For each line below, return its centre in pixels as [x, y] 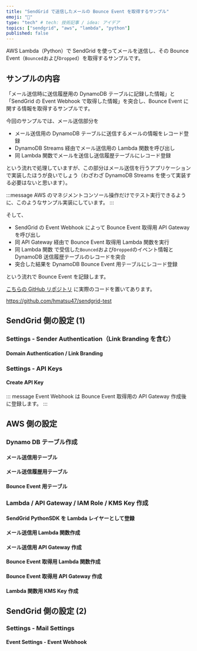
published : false [27, 33]
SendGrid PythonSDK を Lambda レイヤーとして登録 [71, 518]
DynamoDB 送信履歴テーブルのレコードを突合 [70, 257]
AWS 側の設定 [32, 424]
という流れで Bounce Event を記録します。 [58, 276]
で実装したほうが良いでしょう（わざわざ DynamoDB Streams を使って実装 [96, 175]
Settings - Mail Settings [40, 628]
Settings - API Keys [34, 368]
